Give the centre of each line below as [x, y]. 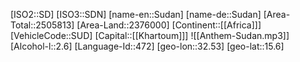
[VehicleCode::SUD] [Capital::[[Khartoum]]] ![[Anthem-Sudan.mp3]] [150, 35]
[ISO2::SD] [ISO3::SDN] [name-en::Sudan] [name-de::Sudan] [136, 14]
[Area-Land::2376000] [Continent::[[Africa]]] [169, 25]
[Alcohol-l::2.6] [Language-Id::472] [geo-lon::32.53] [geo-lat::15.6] [147, 46]
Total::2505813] [42, 25]
